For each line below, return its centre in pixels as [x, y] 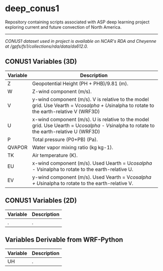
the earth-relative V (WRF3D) [66, 111]
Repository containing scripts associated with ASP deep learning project [77, 22]
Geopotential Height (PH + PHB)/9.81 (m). [80, 83]
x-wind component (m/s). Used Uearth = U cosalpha [92, 163]
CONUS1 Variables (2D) [41, 201]
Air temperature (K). [55, 155]
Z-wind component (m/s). [62, 91]
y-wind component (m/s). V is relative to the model [90, 99]
